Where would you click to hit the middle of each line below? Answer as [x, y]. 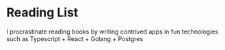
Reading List [42, 13]
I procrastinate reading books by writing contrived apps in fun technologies [112, 32]
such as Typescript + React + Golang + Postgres [75, 38]
